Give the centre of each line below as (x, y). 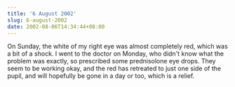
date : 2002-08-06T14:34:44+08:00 (56, 26)
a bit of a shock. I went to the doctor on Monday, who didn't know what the (116, 54)
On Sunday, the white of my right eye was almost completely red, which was (117, 47)
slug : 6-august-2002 (38, 20)
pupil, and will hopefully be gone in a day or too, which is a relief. (101, 76)
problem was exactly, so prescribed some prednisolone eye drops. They (112, 61)
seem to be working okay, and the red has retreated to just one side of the (114, 69)
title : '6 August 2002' (42, 14)
